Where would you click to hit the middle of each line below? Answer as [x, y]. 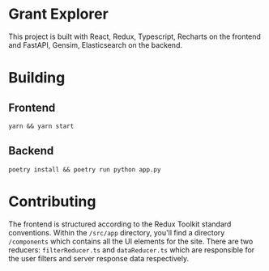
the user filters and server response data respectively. [99, 258]
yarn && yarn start [41, 126]
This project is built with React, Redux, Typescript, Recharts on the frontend [135, 36]
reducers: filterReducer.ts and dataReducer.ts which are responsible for [132, 250]
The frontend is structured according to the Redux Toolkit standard [120, 224]
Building [37, 78]
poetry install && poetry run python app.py [85, 169]
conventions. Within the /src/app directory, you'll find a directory [117, 232]
